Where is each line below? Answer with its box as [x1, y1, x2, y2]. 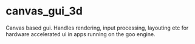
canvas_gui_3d [5, 4, 83, 18]
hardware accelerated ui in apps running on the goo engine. [5, 30, 156, 37]
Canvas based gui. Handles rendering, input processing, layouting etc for [5, 24, 189, 31]
